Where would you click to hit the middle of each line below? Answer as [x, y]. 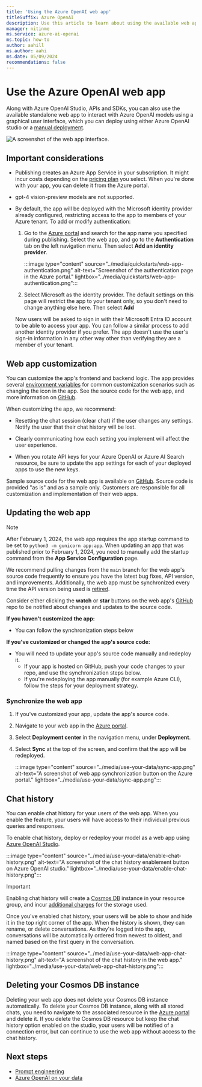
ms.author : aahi [26, 51]
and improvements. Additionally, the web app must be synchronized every [98, 582]
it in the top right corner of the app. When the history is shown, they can [96, 922]
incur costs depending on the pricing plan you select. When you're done [104, 179]
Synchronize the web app [44, 701]
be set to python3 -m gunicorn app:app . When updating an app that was [95, 545]
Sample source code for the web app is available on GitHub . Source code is [100, 481]
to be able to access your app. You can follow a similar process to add [102, 326]
